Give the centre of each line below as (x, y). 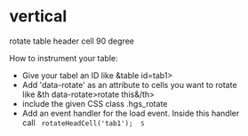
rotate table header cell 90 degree (72, 41)
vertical (38, 16)
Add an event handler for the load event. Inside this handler (131, 113)
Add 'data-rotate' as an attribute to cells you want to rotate (129, 84)
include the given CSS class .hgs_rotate (95, 103)
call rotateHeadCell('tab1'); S (83, 123)
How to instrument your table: (64, 58)
